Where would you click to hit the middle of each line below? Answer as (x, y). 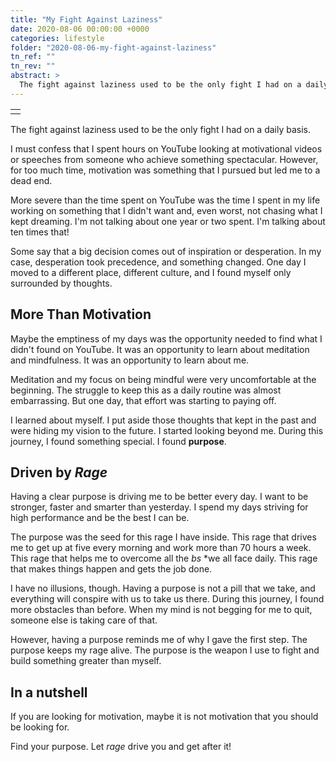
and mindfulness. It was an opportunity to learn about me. (130, 360)
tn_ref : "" (33, 57)
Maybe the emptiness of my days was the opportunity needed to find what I (166, 338)
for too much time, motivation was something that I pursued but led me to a (165, 170)
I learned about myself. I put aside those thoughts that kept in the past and (163, 420)
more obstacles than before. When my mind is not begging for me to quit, (161, 610)
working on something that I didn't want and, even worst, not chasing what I (166, 210)
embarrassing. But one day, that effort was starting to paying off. (143, 400)
